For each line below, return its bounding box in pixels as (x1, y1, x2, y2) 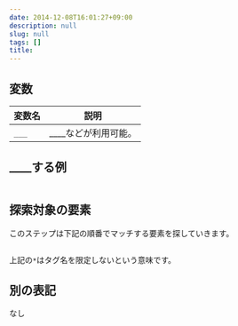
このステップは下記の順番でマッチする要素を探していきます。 (9, 227, 234, 238)
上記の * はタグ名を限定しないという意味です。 (9, 254, 176, 265)
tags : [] (9, 37, 42, 47)
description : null (9, 21, 77, 30)
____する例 (9, 160, 67, 175)
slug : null (9, 29, 50, 38)
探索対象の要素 (9, 203, 91, 218)
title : (9, 46, 34, 55)
